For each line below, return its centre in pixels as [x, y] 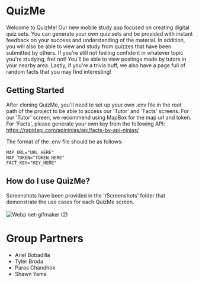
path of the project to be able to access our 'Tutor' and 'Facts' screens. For [98, 111]
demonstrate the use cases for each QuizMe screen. [70, 202]
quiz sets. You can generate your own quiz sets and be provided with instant [99, 33]
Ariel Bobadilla [32, 255]
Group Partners [45, 238]
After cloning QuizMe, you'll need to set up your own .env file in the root [94, 105]
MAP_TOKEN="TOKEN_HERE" [36, 158]
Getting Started [35, 90]
